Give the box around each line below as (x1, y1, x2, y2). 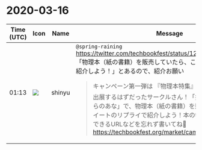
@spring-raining (76, 43, 123, 50)
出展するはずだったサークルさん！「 (93, 93, 195, 101)
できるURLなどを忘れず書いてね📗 (93, 120, 187, 128)
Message (156, 29, 183, 37)
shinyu (50, 89, 70, 97)
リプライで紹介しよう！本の (117, 111, 195, 119)
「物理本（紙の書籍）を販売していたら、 (76, 58, 191, 66)
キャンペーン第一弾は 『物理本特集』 (93, 82, 197, 90)
